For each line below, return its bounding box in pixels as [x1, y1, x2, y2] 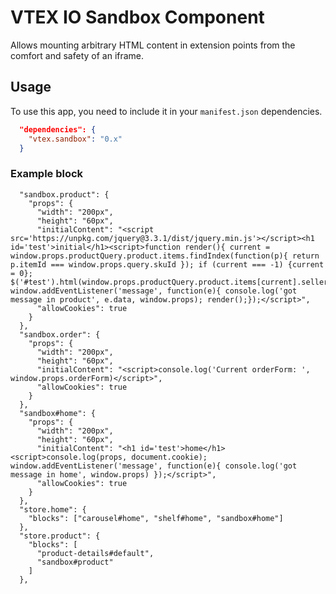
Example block [10, 167, 84, 181]
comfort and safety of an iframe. [10, 49, 145, 61]
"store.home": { [19, 504, 87, 515]
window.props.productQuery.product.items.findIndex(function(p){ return [10, 251, 320, 261]
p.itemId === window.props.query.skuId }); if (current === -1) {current [10, 259, 325, 270]
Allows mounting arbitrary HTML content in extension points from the [10, 39, 296, 51]
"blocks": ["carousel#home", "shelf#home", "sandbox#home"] [28, 513, 284, 523]
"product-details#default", [36, 548, 155, 558]
